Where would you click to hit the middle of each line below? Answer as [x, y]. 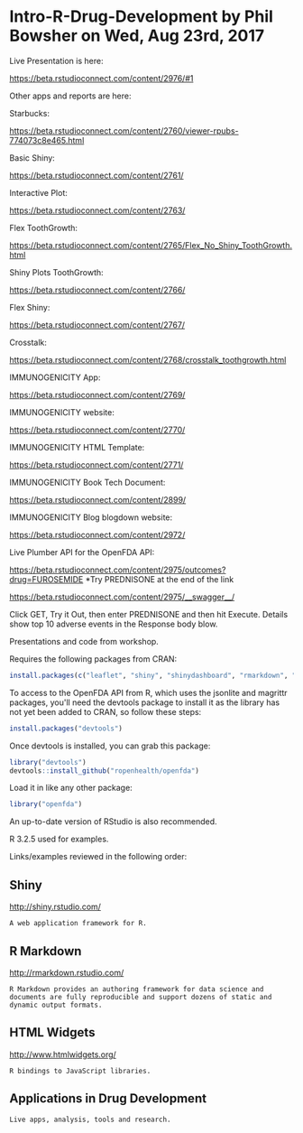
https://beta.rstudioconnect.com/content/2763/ [97, 210]
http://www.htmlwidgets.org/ [63, 1054]
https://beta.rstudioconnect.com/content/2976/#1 [101, 78]
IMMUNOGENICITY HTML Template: [77, 447]
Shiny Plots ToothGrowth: [56, 272]
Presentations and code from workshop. [84, 641]
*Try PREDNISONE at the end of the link [160, 579]
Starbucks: [29, 113]
